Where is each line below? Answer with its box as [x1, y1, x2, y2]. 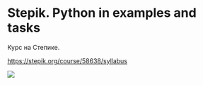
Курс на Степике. [7, 43, 60, 51]
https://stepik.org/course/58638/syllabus [7, 56, 128, 65]
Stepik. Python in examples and [7, 5, 197, 21]
